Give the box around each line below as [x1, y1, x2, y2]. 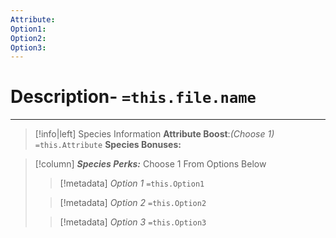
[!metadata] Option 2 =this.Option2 [59, 197, 207, 209]
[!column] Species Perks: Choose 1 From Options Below [34, 158, 267, 170]
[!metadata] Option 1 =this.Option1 [59, 177, 205, 190]
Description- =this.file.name [10, 86, 257, 108]
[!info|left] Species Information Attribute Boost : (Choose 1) [34, 128, 275, 140]
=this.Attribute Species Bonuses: [34, 139, 182, 151]
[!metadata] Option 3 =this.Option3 [59, 216, 207, 228]
